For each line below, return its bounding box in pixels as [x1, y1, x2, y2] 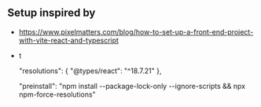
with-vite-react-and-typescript [18, 35, 119, 45]
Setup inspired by [7, 6, 96, 20]
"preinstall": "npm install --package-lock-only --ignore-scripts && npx [18, 81, 245, 90]
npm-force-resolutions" [18, 90, 96, 99]
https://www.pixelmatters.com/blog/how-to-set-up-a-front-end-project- [18, 27, 254, 36]
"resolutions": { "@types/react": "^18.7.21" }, [18, 66, 162, 76]
